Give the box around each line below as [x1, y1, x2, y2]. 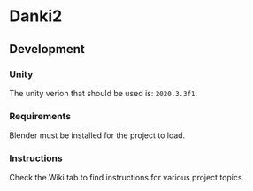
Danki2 [9, 6, 63, 27]
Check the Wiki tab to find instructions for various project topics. [9, 172, 245, 183]
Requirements [9, 110, 72, 122]
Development [9, 42, 86, 57]
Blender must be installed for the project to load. [9, 130, 186, 141]
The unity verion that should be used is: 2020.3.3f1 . [9, 88, 198, 98]
